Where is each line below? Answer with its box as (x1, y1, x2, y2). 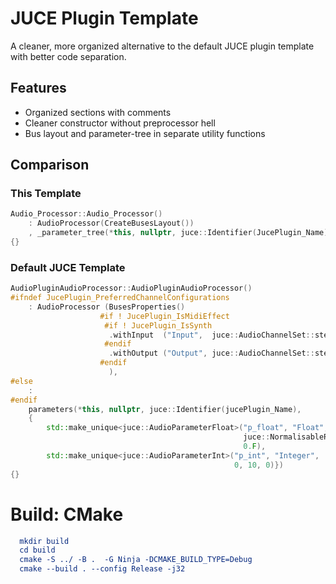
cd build (19, 545, 56, 556)
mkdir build (19, 536, 70, 546)
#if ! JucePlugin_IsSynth (104, 320, 213, 331)
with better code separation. (10, 50, 127, 62)
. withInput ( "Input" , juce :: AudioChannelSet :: (108, 330, 315, 340)
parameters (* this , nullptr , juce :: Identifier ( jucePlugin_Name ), (28, 404, 302, 414)
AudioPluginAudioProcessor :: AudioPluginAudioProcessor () (10, 283, 253, 294)
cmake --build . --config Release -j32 (19, 564, 186, 574)
